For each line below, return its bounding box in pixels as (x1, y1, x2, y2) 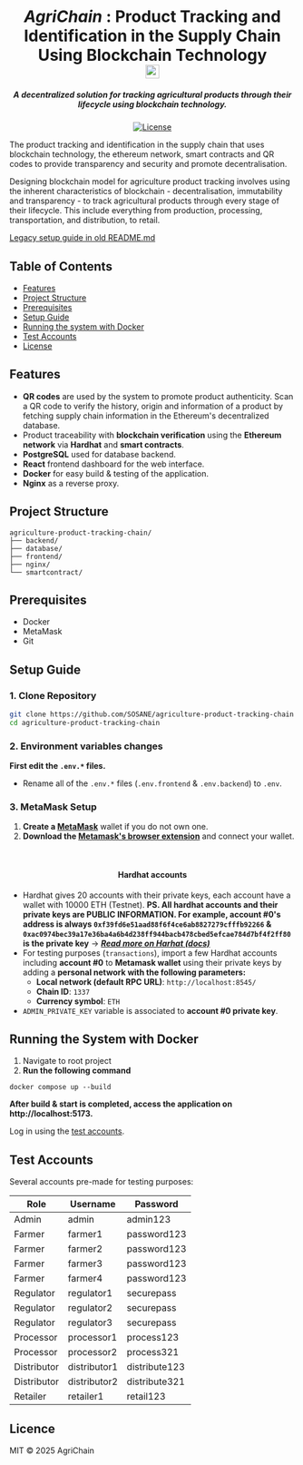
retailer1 (67, 1391, 104, 1403)
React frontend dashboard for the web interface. (22, 458, 205, 469)
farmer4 (67, 1273, 103, 1285)
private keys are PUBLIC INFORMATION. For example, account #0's (22, 909, 281, 919)
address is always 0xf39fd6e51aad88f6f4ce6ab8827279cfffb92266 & (22, 919, 272, 929)
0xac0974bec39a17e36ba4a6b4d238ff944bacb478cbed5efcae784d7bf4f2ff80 (22, 929, 292, 939)
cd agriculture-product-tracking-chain (9, 718, 161, 727)
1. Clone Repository (9, 689, 97, 702)
